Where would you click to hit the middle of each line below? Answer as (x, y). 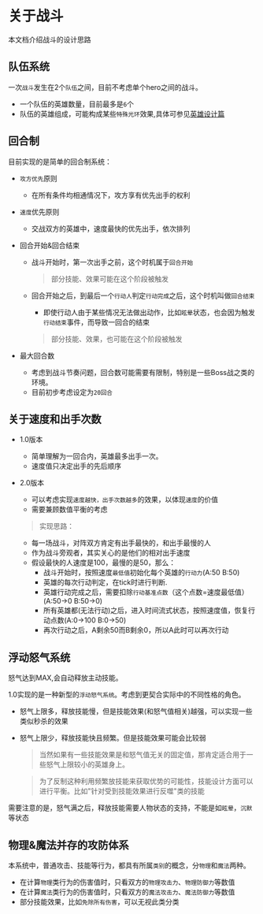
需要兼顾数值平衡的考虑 (69, 510)
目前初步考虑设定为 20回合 (72, 392)
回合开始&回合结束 (50, 245)
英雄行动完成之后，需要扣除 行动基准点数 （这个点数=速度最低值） (146, 593)
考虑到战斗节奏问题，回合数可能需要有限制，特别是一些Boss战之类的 (143, 372)
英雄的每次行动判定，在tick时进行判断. (105, 582)
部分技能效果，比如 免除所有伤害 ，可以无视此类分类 (99, 902)
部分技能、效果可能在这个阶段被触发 (110, 279)
